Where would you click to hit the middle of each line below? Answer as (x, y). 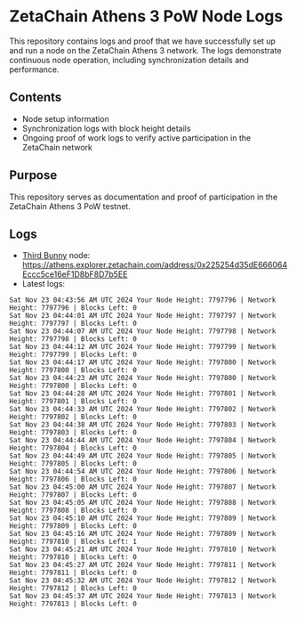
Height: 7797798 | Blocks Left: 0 (73, 339)
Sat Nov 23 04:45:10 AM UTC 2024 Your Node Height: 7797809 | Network (143, 518)
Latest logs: (43, 284)
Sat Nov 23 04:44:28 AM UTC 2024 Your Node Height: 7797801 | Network (143, 394)
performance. (34, 69)
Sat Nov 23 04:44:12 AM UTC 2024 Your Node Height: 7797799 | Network (143, 347)
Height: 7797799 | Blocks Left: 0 (73, 355)
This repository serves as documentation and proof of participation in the (144, 197)
